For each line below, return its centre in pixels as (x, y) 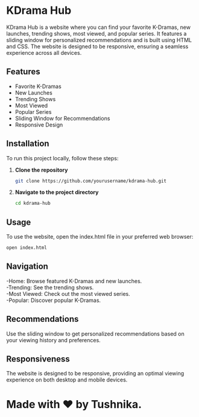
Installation (28, 144)
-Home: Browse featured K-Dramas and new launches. (74, 281)
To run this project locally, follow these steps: (62, 158)
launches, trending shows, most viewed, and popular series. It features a (96, 33)
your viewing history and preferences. (53, 340)
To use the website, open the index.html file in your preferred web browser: (100, 237)
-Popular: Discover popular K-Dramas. (54, 300)
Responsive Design (39, 125)
